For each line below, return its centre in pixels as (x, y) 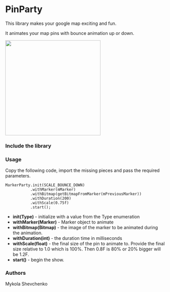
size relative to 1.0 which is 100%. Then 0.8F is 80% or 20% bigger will (87, 249)
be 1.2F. (21, 254)
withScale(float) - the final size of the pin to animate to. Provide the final (89, 244)
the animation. (28, 233)
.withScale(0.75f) (50, 203)
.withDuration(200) (51, 199)
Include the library (28, 145)
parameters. (18, 176)
